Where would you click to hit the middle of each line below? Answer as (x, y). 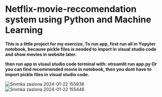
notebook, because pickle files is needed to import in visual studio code (81, 49)
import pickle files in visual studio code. (47, 74)
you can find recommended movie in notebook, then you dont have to (78, 69)
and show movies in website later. (41, 54)
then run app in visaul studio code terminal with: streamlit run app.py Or (81, 64)
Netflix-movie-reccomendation (71, 9)
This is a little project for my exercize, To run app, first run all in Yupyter (80, 44)
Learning (24, 30)
